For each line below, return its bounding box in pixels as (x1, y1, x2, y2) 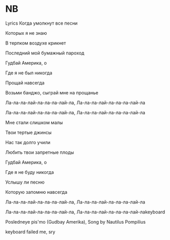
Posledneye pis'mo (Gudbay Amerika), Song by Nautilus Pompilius (5, 218, 146, 225)
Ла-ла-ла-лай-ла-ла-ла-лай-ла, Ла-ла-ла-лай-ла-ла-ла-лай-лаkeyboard (5, 209, 165, 215)
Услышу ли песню (5, 179, 45, 185)
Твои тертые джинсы (5, 129, 52, 135)
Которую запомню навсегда (5, 189, 68, 195)
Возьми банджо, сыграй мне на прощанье (5, 89, 99, 95)
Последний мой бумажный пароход (5, 50, 85, 56)
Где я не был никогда (5, 70, 52, 76)
